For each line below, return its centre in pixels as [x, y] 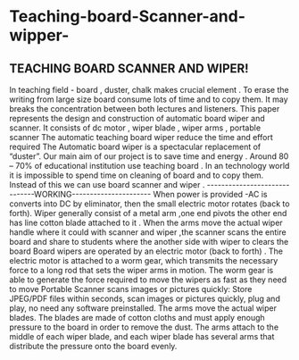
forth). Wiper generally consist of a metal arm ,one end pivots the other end [148, 213]
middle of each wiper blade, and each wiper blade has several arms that [142, 336]
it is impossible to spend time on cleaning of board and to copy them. [137, 175]
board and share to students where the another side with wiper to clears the [149, 242]
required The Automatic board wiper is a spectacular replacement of [135, 147]
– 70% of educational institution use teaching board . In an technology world [149, 166]
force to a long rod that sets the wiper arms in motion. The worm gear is [141, 270]
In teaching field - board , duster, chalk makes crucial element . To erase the [149, 90]
